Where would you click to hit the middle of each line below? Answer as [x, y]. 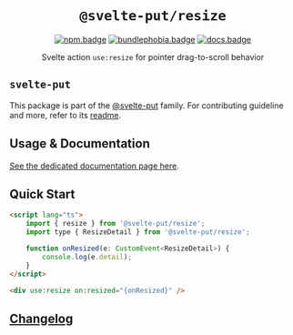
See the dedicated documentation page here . [94, 166]
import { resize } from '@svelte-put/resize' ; [116, 224]
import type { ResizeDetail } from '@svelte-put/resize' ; [138, 232]
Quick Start [42, 194]
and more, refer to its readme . [65, 115]
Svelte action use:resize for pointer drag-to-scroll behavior [153, 56]
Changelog [41, 318]
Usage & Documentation [80, 144]
